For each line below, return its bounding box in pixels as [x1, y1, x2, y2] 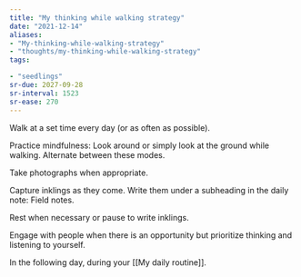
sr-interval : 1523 [9, 88, 79, 98]
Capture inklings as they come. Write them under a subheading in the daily [9, 184, 289, 195]
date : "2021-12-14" [9, 22, 84, 31]
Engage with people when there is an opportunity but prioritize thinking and [9, 229, 293, 241]
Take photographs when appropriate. [9, 167, 148, 178]
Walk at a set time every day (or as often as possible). [9, 122, 211, 133]
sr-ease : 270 [9, 97, 59, 106]
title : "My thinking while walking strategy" [9, 13, 185, 23]
